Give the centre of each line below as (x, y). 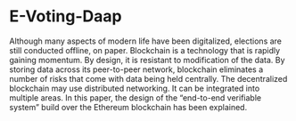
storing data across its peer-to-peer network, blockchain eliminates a (136, 69)
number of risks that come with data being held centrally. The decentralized (148, 78)
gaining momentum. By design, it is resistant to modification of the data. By (147, 60)
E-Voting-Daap (66, 16)
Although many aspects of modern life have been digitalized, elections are (146, 41)
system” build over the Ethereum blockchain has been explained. (128, 107)
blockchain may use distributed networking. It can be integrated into (135, 88)
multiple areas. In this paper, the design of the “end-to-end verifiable (135, 97)
